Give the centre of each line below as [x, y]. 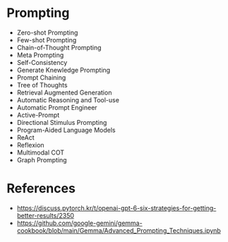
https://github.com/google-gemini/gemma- [79, 223]
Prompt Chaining [41, 77]
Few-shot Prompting [47, 40]
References [41, 189]
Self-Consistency [42, 62]
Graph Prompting [42, 159]
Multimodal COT [41, 152]
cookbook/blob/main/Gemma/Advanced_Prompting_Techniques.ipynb [119, 230]
